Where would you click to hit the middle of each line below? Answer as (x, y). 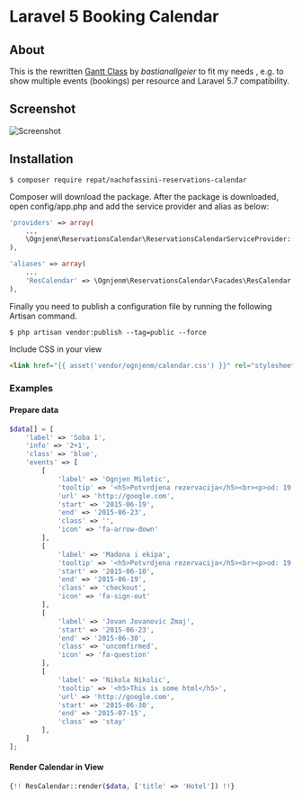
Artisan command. (44, 316)
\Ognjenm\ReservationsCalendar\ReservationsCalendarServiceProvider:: (160, 239)
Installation (41, 159)
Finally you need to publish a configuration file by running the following (141, 306)
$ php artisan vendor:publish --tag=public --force (108, 332)
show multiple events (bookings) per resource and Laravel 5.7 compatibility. (150, 81)
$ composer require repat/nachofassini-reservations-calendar (128, 180)
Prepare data (34, 410)
